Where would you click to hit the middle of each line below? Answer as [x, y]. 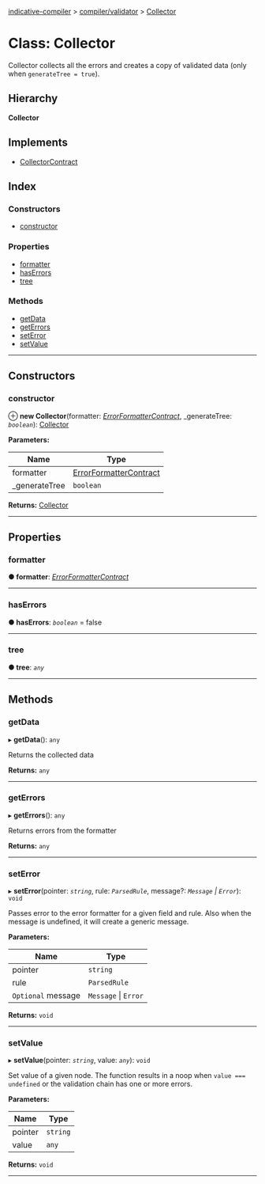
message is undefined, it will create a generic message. [99, 922]
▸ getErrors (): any [37, 815]
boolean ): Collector [39, 424]
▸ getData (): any [34, 739]
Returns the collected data [51, 754]
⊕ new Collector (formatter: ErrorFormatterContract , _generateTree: [120, 416]
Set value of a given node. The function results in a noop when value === [127, 1076]
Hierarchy [33, 99]
